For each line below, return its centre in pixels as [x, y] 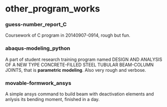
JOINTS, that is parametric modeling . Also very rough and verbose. [76, 70]
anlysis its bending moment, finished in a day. [52, 99]
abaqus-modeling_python [38, 48]
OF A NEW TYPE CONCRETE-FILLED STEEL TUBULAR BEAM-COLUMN [79, 65]
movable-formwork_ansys [38, 83]
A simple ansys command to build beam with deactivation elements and [80, 94]
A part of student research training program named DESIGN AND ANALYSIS [84, 59]
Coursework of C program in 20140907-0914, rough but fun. [68, 35]
